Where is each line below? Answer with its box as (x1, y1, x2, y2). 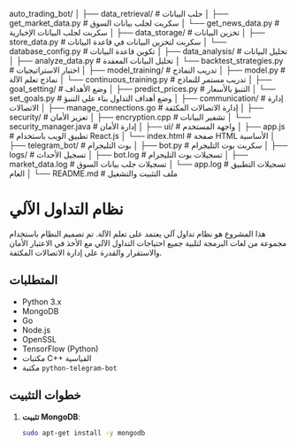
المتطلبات (9, 273, 58, 288)
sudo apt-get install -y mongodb (21, 428, 146, 437)
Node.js (21, 324, 51, 335)
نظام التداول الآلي (9, 199, 124, 219)
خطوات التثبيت (9, 388, 81, 403)
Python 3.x (21, 296, 62, 307)
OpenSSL (21, 334, 57, 344)
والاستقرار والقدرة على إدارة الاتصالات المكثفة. (9, 247, 163, 258)
